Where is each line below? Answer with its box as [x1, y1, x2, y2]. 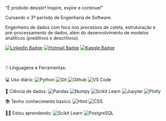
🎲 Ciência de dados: [5, 88, 47, 94]
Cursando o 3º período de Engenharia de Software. [5, 15, 112, 20]
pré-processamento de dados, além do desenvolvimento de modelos [5, 30, 149, 35]
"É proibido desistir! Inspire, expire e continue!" [5, 5, 103, 11]
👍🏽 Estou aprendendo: [5, 110, 52, 116]
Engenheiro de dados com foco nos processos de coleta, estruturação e [5, 24, 156, 30]
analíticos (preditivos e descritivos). [5, 35, 80, 41]
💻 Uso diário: [5, 77, 34, 83]
